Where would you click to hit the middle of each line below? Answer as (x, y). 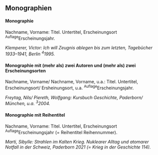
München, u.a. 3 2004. (28, 103)
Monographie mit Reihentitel (35, 115)
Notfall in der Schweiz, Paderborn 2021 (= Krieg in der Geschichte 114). (78, 147)
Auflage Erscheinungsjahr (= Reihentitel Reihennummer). (61, 132)
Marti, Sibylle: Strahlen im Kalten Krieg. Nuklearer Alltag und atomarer (77, 142)
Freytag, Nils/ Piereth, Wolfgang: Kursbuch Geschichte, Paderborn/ (74, 97)
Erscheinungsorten (26, 71)
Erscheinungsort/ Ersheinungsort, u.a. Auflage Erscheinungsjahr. (70, 87)
